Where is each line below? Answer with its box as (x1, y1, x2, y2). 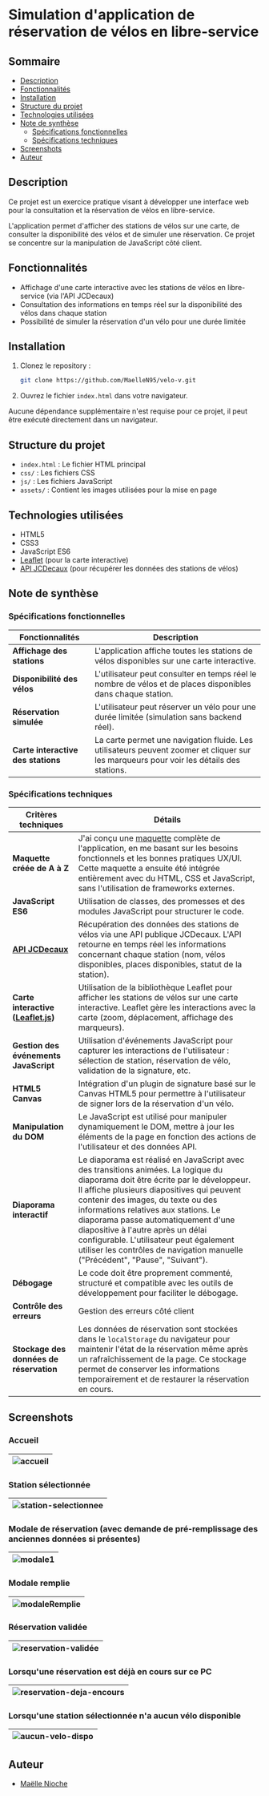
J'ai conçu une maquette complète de (78, 832, 221, 843)
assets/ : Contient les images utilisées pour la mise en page (19, 485, 218, 494)
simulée (12, 716, 44, 727)
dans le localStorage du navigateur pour (78, 1333, 231, 1344)
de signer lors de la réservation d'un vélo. (78, 1098, 235, 1109)
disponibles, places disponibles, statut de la (78, 959, 243, 970)
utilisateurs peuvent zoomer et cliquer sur (94, 744, 251, 755)
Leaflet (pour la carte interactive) (19, 555, 129, 564)
